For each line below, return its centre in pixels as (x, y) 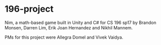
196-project (29, 9)
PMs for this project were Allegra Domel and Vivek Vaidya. (64, 37)
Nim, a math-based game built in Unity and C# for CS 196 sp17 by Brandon (80, 22)
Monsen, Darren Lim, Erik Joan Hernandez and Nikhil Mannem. (69, 27)
